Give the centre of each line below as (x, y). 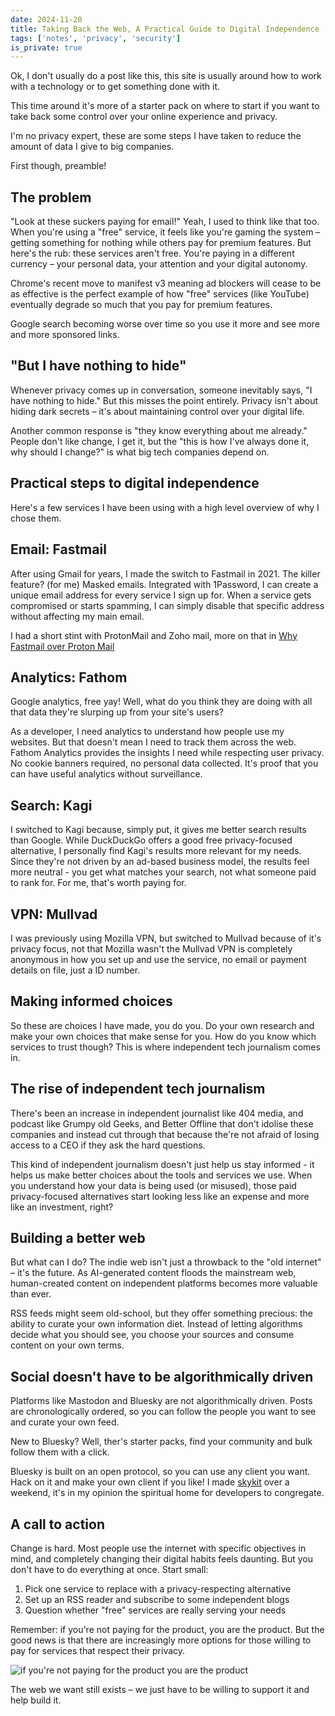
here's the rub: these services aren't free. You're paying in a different (152, 253)
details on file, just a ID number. (75, 970)
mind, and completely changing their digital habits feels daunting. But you (162, 1559)
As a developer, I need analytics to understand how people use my (147, 732)
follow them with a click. (60, 1452)
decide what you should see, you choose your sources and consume (152, 1335)
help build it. (36, 1700)
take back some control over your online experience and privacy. (144, 117)
